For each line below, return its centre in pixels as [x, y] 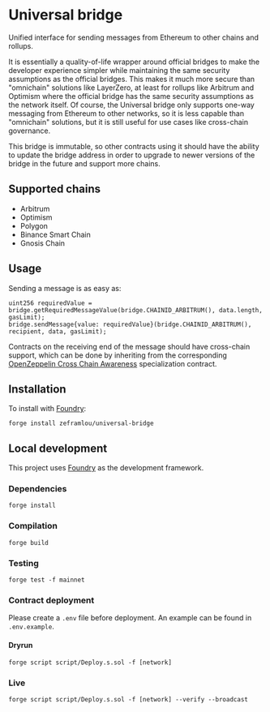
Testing [24, 563]
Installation [37, 389]
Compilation [33, 526]
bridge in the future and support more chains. [84, 163]
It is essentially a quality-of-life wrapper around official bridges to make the [134, 62]
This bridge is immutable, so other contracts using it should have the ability [134, 146]
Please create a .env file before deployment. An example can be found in [130, 618]
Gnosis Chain [43, 243]
